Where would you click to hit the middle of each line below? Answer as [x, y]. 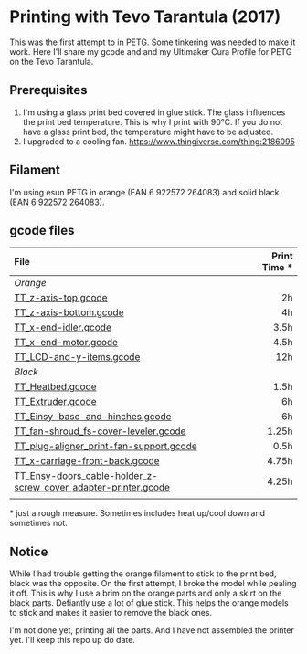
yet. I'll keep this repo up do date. [72, 640]
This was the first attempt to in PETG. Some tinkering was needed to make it [153, 42]
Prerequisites [48, 90]
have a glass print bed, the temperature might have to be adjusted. [148, 132]
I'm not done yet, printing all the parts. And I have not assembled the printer [152, 630]
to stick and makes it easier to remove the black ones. [111, 613]
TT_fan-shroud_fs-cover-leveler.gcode [100, 431]
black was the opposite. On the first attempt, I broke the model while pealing [153, 584]
